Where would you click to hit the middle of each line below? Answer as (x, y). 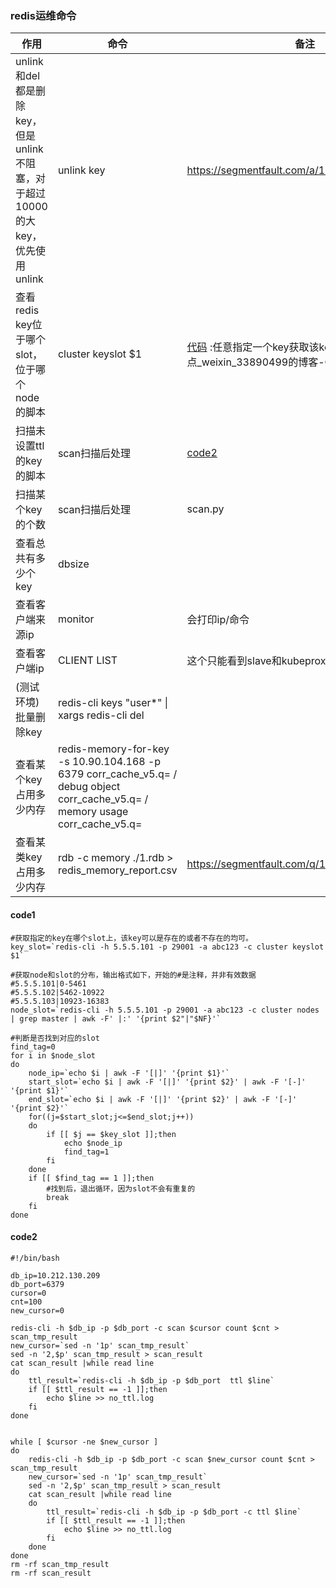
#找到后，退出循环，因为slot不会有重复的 (121, 1188)
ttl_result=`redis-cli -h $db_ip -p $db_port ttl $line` (151, 1380)
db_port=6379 (37, 1284)
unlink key (81, 170)
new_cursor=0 (37, 1310)
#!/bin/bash (35, 1258)
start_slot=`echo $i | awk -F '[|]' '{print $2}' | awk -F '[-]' (167, 1082)
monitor (76, 619)
